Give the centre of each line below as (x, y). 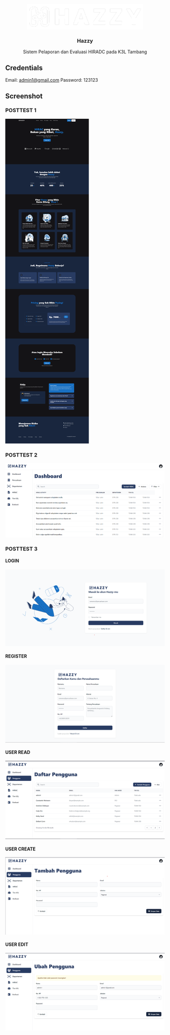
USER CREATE (20, 849)
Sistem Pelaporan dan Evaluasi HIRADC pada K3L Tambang (85, 52)
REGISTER (16, 656)
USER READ (18, 752)
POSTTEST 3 (22, 548)
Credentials (24, 68)
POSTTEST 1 (21, 111)
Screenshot (24, 96)
